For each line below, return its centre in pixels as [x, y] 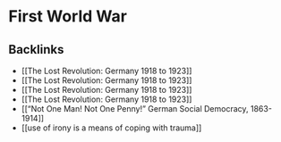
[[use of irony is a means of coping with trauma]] [111, 128]
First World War [68, 17]
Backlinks [36, 50]
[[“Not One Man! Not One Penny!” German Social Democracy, [135, 109]
